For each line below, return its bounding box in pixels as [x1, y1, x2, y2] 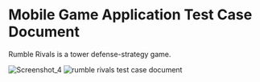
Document [8, 23, 80, 41]
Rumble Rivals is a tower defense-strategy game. [8, 49, 171, 59]
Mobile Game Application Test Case [8, 6, 253, 24]
